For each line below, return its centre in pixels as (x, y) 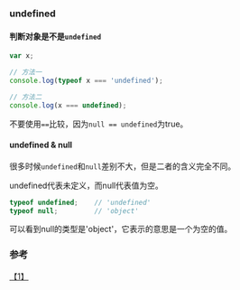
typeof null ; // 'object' (74, 210)
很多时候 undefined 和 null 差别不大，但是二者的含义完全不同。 (123, 166)
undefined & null (41, 145)
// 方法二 (26, 97)
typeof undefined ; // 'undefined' (80, 202)
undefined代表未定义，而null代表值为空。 (87, 185)
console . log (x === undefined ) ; (68, 105)
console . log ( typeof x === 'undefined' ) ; (87, 80)
